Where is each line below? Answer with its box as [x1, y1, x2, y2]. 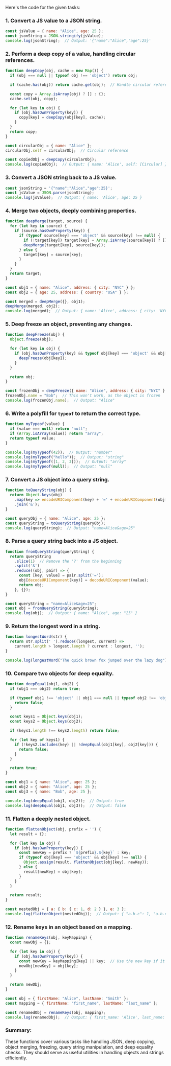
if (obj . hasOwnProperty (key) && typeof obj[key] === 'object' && [14, 351, 156, 356]
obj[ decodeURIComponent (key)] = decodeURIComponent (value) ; [18, 577, 149, 583]
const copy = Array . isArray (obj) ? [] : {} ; [10, 91, 106, 97]
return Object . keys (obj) [10, 493, 63, 498]
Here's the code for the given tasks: [5, 5, 80, 10]
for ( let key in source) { [10, 223, 67, 229]
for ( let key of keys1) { [10, 737, 65, 743]
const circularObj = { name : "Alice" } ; [5, 143, 93, 148]
